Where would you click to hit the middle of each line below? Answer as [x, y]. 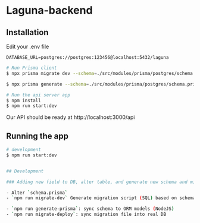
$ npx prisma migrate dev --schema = [51, 73]
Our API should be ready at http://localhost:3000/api [71, 117]
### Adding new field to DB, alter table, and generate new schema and [97, 182]
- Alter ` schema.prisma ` [37, 193]
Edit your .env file [28, 46]
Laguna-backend [50, 10]
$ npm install [24, 100]
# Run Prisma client [32, 68]
